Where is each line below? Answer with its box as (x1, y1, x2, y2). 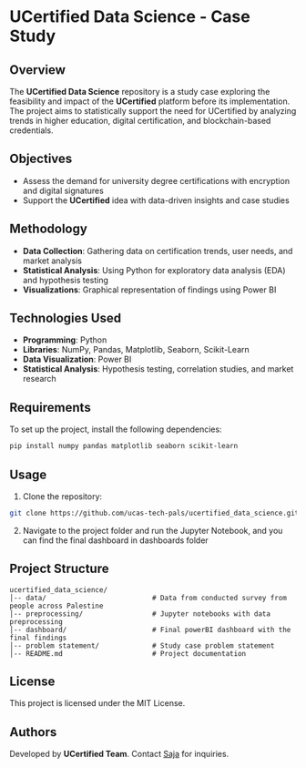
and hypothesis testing (22, 274, 109, 285)
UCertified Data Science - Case (9, 6, 250, 27)
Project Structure (9, 561, 109, 577)
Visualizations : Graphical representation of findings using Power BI (22, 284, 277, 295)
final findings (9, 633, 67, 642)
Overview (9, 62, 66, 77)
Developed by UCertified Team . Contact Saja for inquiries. (9, 749, 229, 760)
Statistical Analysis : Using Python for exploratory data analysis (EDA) (22, 264, 286, 275)
